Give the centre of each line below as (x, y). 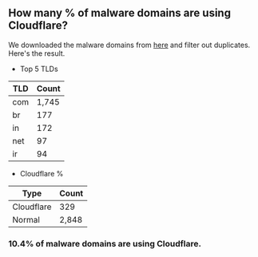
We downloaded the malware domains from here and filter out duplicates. (129, 45)
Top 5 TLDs (39, 69)
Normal (26, 219)
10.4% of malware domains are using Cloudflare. (105, 243)
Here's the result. (37, 53)
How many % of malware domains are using (120, 13)
